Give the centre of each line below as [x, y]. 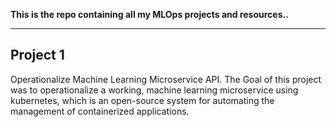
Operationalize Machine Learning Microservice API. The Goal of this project [166, 79]
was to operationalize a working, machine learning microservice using [154, 90]
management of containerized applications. [100, 111]
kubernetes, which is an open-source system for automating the [142, 100]
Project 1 [37, 55]
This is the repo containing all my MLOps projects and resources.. [149, 14]
